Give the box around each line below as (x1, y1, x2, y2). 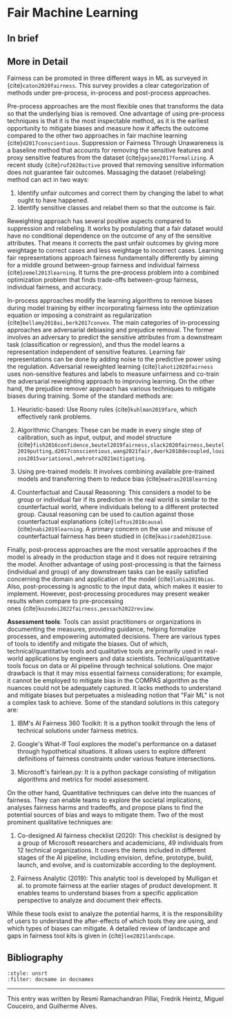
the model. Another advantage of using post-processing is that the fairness (7, 560, 222, 569)
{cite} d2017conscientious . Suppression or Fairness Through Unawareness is (7, 139, 224, 147)
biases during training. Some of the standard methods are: (7, 392, 173, 400)
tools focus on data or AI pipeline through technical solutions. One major (7, 662, 213, 670)
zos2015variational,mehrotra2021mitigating (17, 455, 145, 462)
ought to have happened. (17, 196, 89, 205)
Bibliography (7, 951, 64, 963)
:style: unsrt (7, 970, 48, 977)
